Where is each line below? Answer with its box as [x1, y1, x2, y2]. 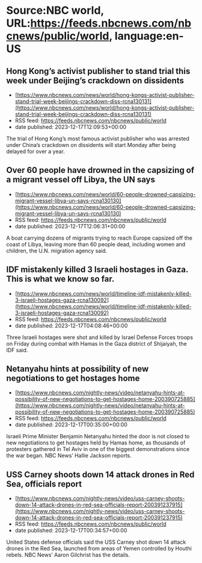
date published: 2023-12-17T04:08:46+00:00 [14, 322, 128, 329]
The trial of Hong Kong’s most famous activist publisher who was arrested [6, 135, 189, 142]
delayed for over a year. [6, 148, 65, 155]
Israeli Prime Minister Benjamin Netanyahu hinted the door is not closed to [6, 433, 190, 440]
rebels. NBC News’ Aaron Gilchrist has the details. [6, 552, 130, 559]
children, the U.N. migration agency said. [6, 247, 108, 254]
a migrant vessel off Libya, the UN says [6, 175, 155, 185]
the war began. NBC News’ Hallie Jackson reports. [6, 452, 132, 459]
